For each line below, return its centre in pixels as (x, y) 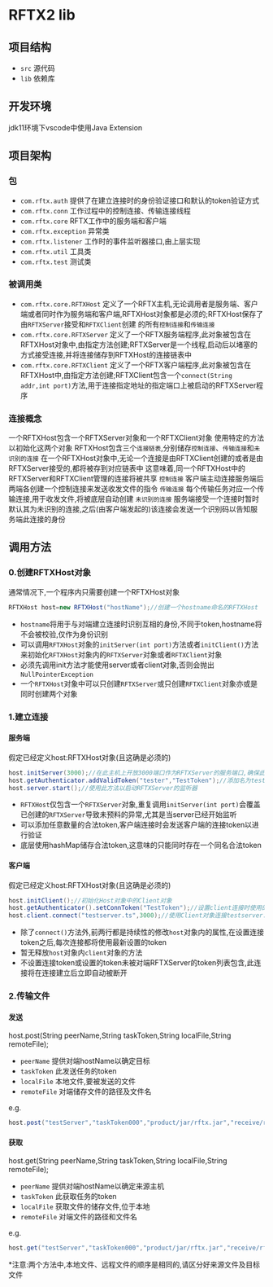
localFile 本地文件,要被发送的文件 (78, 1082)
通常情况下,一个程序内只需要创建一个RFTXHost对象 (94, 591)
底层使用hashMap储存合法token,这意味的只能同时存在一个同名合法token (141, 846)
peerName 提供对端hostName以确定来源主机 (92, 1186)
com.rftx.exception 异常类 (65, 231)
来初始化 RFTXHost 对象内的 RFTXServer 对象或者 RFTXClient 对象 (121, 654)
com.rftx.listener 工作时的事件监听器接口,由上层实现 (110, 241)
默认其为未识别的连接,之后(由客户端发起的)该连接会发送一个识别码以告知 (130, 509)
